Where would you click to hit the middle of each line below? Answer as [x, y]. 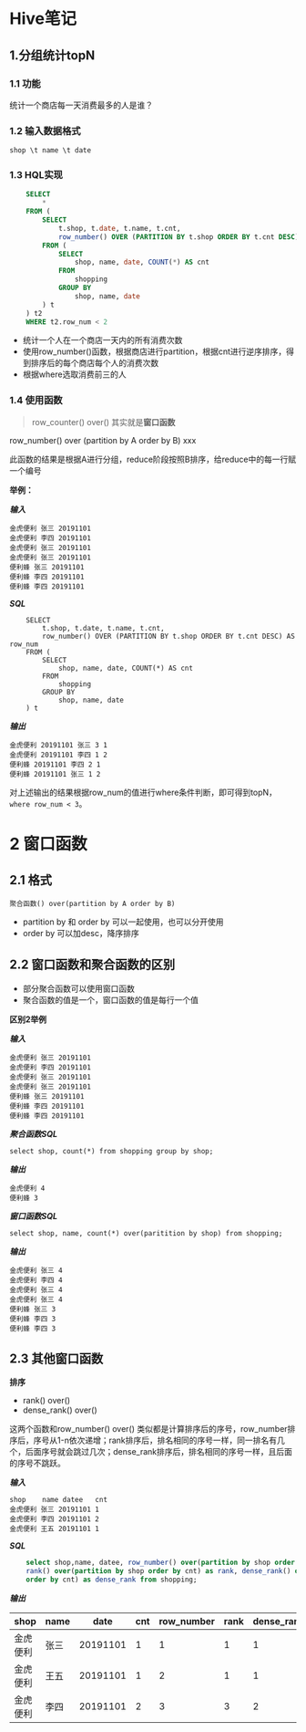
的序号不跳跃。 [37, 1463]
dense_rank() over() [60, 1410]
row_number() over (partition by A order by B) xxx [103, 440]
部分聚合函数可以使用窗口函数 [78, 988]
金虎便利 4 [27, 1188]
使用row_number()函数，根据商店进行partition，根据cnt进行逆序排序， [154, 351]
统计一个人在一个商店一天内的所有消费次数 [102, 340]
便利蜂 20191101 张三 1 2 [55, 774]
